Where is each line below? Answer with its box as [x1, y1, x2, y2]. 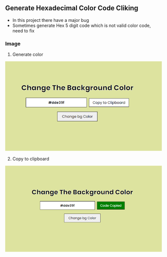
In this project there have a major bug [12, 17, 89, 23]
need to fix [12, 27, 35, 34]
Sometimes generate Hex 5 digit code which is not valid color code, [12, 22, 151, 28]
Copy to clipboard [12, 156, 50, 162]
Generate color [12, 52, 43, 58]
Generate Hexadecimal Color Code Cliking [5, 4, 138, 12]
